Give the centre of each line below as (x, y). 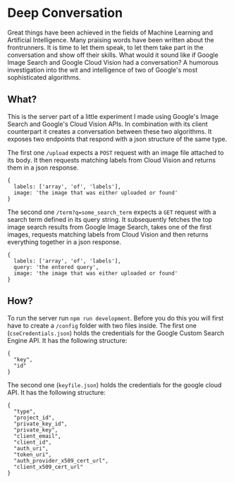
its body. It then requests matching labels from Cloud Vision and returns (112, 160)
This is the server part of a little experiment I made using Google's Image (113, 116)
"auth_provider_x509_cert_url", (61, 460)
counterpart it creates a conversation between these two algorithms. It (110, 131)
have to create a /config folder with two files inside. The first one (102, 325)
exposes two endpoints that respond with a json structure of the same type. (117, 139)
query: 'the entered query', (56, 267)
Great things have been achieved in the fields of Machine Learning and (110, 32)
